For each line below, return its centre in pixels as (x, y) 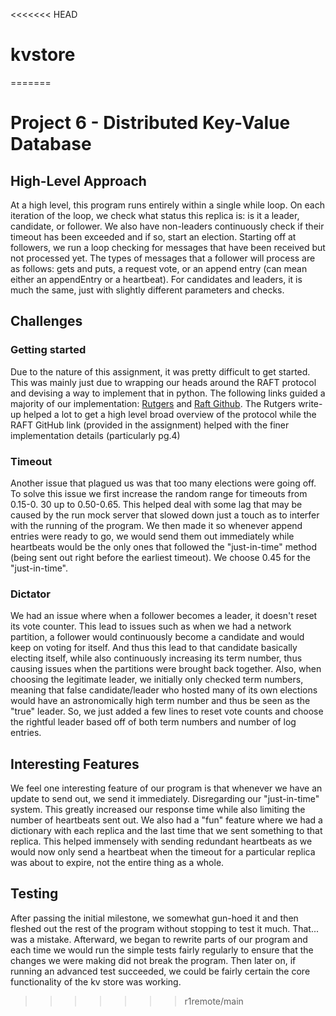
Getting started (48, 350)
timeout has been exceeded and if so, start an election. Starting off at (153, 236)
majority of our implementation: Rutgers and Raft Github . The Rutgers (153, 403)
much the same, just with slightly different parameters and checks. (147, 290)
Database (51, 144)
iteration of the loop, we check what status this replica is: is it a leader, (155, 215)
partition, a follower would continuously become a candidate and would (157, 637)
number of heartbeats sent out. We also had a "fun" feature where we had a (166, 820)
